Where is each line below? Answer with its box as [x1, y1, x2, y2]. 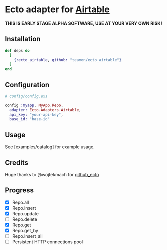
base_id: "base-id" [9, 117, 50, 122]
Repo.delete [12, 216, 37, 222]
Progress [5, 186, 34, 195]
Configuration [5, 80, 50, 89]
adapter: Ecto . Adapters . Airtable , [9, 107, 81, 112]
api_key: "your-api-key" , [9, 112, 64, 117]
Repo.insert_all [12, 233, 43, 239]
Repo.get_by [12, 228, 39, 234]
